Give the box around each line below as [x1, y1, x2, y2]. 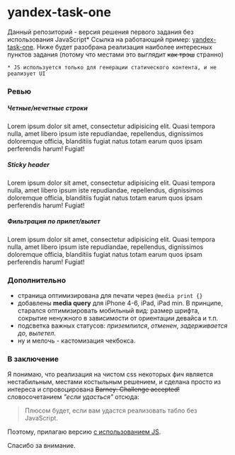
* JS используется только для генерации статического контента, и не [7, 64, 217, 71]
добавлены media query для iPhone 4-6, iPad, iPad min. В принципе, [17, 299, 223, 308]
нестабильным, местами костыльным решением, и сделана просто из [7, 378, 222, 386]
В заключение [7, 354, 59, 364]
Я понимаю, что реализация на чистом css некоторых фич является [7, 370, 214, 379]
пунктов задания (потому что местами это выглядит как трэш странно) [7, 50, 224, 59]
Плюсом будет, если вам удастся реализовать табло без [24, 406, 197, 415]
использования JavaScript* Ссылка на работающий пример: [7, 35, 191, 43]
